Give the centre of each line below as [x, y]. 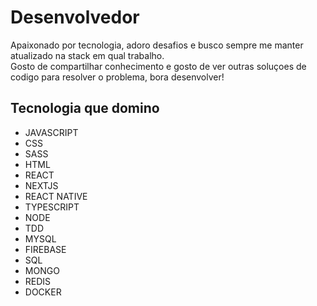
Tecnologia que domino [85, 108]
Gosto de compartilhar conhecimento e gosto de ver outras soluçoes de [158, 66]
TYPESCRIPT [52, 207]
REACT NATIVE [56, 196]
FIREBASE [45, 249]
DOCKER [43, 292]
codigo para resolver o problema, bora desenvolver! [117, 77]
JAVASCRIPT [51, 132]
